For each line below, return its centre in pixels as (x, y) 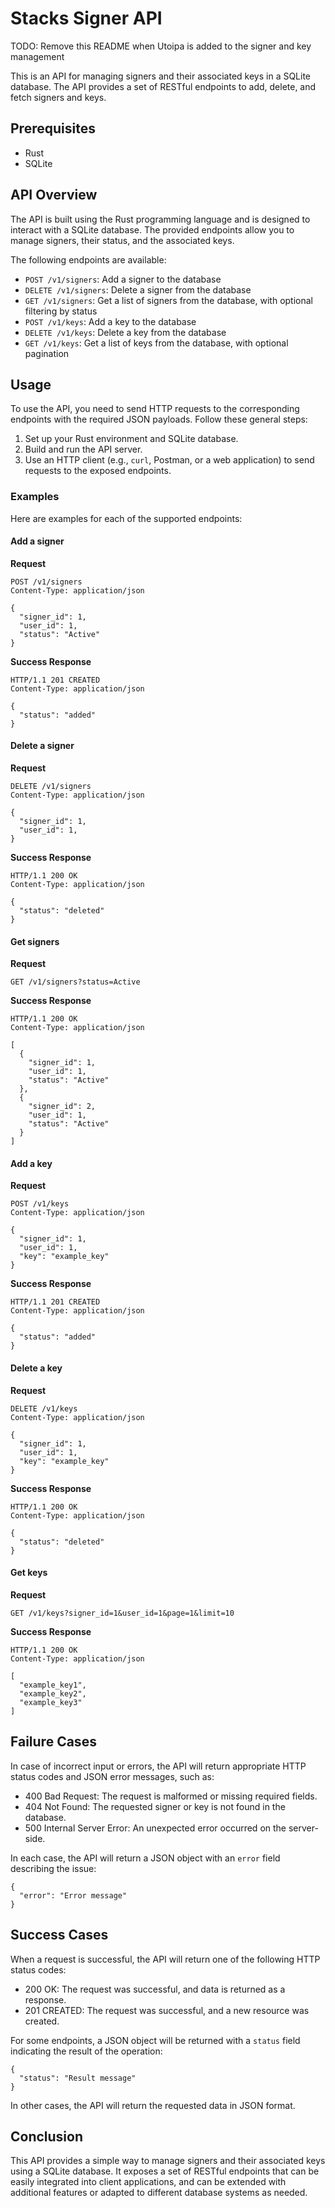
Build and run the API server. (83, 449)
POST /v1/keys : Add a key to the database (110, 321)
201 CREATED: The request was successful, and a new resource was (167, 2010)
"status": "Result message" (78, 2078)
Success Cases (59, 1935)
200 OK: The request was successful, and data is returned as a (155, 1989)
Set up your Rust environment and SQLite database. (131, 439)
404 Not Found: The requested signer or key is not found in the (155, 1806)
